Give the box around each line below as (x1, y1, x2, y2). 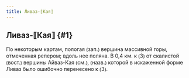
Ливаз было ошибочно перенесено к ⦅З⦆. (6, 66, 108, 73)
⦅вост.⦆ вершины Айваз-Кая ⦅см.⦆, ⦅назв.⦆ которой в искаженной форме (6, 59, 183, 66)
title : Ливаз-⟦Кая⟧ (6, 8, 54, 15)
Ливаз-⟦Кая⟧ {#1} (6, 30, 73, 40)
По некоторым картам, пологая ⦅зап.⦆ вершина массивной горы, (6, 46, 168, 53)
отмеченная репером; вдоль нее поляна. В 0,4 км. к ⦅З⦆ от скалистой (6, 52, 180, 59)
